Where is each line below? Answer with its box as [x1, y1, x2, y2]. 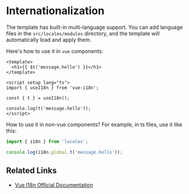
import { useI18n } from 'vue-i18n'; [6, 84, 99, 91]
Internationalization [6, 4, 105, 18]
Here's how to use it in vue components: [6, 47, 103, 54]
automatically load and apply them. [6, 36, 92, 43]
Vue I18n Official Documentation [14, 181, 93, 188]
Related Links [6, 166, 57, 176]
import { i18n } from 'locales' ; [6, 139, 89, 144]
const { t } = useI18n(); [6, 95, 70, 101]
